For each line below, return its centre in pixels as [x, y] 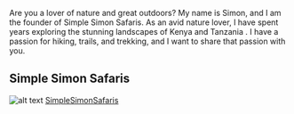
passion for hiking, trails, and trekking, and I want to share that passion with [147, 41]
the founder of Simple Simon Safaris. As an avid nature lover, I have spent [144, 22]
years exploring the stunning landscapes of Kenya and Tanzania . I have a [144, 32]
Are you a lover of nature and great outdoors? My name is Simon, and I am [145, 13]
